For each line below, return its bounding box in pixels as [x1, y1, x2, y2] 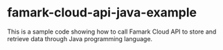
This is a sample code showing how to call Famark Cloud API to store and [7, 27, 217, 36]
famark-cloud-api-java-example [7, 5, 197, 21]
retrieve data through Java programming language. [7, 34, 153, 42]
